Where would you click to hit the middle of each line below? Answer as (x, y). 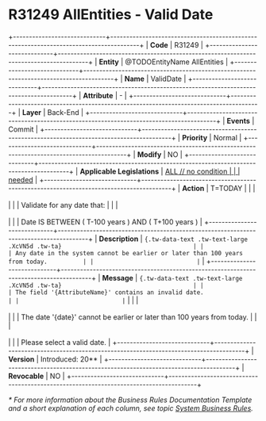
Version (21, 359)
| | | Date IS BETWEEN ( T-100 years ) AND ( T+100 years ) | (105, 222)
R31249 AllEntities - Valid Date (111, 15)
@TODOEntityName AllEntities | (177, 62)
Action (193, 188)
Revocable (26, 376)
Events (238, 121)
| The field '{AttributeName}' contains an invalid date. (106, 292)
